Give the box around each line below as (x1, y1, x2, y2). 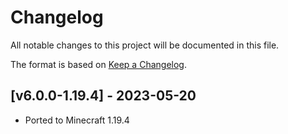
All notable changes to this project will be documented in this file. (10, 39, 280, 51)
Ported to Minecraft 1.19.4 (24, 114, 130, 126)
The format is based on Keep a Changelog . (10, 58, 187, 70)
